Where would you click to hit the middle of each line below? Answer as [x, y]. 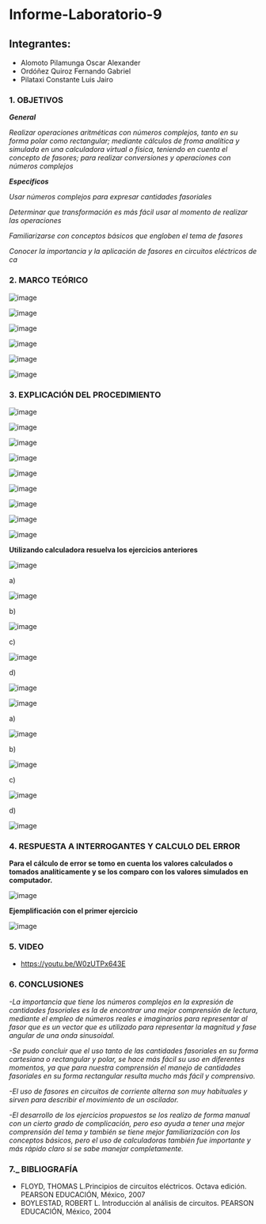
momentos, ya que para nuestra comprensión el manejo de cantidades [125, 1067]
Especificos [29, 182]
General [23, 117]
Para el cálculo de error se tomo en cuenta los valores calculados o [121, 863]
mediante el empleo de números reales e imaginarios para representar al [128, 1018]
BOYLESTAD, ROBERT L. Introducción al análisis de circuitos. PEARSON [137, 1203]
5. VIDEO [27, 947]
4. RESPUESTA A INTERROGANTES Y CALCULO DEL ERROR [125, 846]
